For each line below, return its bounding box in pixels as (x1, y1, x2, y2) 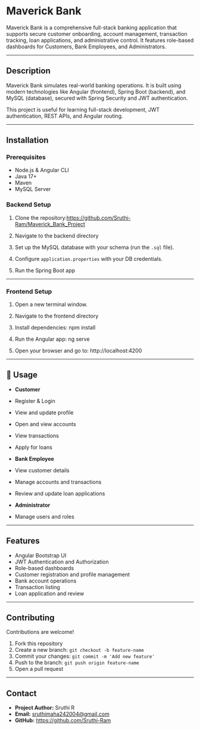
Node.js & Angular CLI (14, 167, 70, 174)
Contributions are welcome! (6, 629, 74, 636)
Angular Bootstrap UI (14, 552, 67, 559)
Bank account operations (14, 577, 77, 584)
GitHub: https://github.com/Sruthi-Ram (14, 717, 111, 724)
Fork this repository (14, 640, 63, 647)
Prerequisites (6, 153, 46, 162)
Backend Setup (6, 201, 52, 209)
